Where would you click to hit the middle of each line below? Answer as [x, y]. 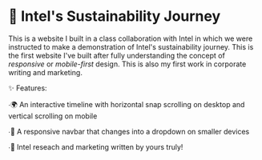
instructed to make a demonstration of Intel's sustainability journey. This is [131, 46]
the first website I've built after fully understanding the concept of [117, 55]
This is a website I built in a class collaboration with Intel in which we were [131, 38]
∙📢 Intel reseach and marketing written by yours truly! [96, 146]
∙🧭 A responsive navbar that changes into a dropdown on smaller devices [129, 131]
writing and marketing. [45, 72]
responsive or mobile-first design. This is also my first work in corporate [127, 64]
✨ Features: [28, 88]
